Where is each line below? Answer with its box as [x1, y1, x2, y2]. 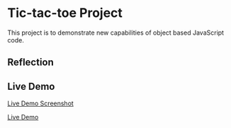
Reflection [7, 57, 55, 69]
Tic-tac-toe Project [7, 5, 123, 21]
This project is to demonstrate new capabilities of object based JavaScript [7, 28, 225, 37]
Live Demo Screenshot [7, 99, 74, 107]
